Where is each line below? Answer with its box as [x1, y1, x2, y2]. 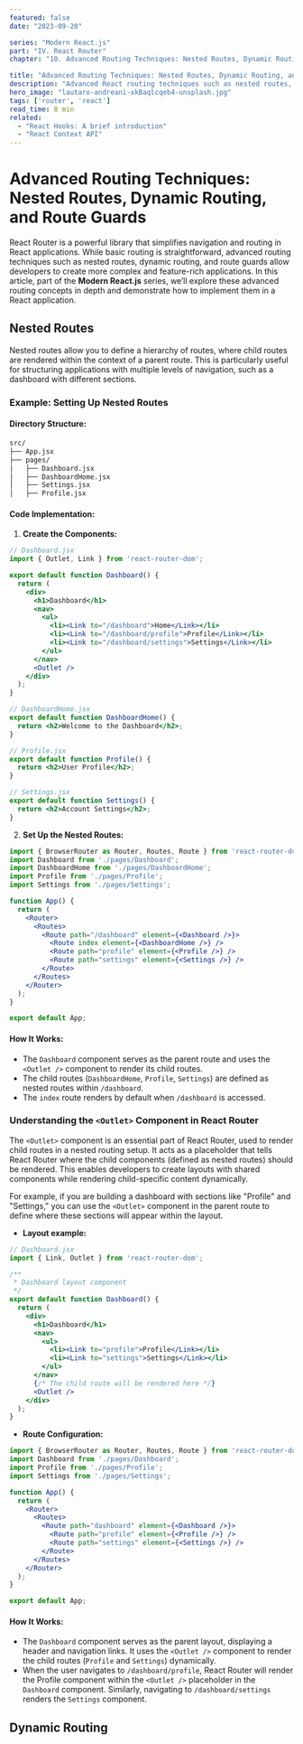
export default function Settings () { [9, 796, 155, 805]
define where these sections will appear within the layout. [9, 1210, 224, 1221]
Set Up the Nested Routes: [22, 829, 124, 840]
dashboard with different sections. [9, 373, 137, 384]
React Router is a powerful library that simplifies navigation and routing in [9, 237, 282, 248]
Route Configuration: [22, 1429, 104, 1439]
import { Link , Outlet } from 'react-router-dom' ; [9, 1253, 204, 1262]
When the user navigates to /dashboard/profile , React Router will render [22, 1664, 294, 1676]
